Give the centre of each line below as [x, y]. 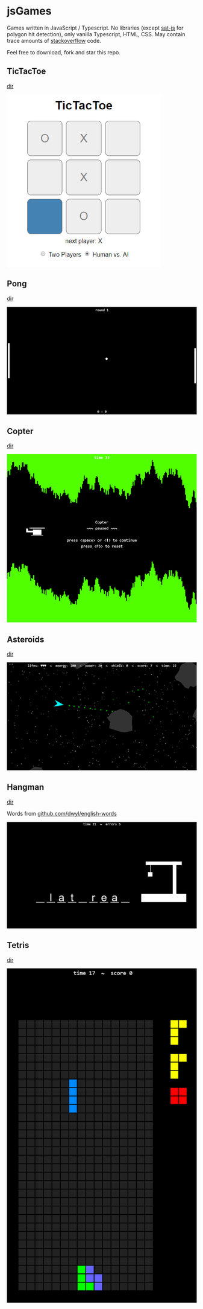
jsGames [29, 11]
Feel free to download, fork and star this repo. [64, 52]
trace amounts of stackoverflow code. [54, 40]
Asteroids [26, 639]
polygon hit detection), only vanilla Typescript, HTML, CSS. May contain [96, 34]
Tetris [18, 945]
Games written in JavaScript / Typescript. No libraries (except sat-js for [95, 28]
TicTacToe [27, 72]
